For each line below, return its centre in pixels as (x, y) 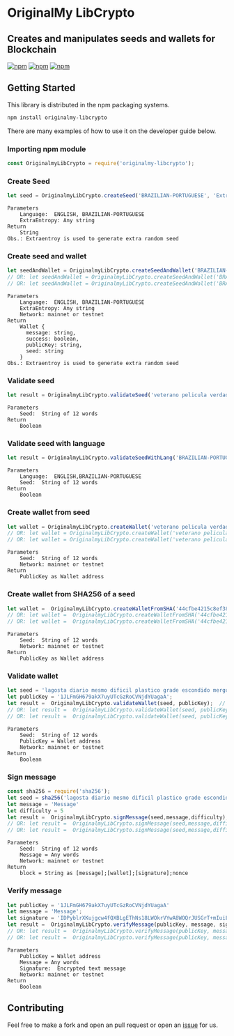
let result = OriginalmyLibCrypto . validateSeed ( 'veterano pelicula (107, 395)
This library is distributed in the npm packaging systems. (88, 105)
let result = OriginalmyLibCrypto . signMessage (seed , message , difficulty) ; (118, 817)
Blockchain (32, 49)
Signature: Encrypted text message (73, 968)
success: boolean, (52, 339)
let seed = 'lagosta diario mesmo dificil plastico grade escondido (109, 690)
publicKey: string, (54, 345)
